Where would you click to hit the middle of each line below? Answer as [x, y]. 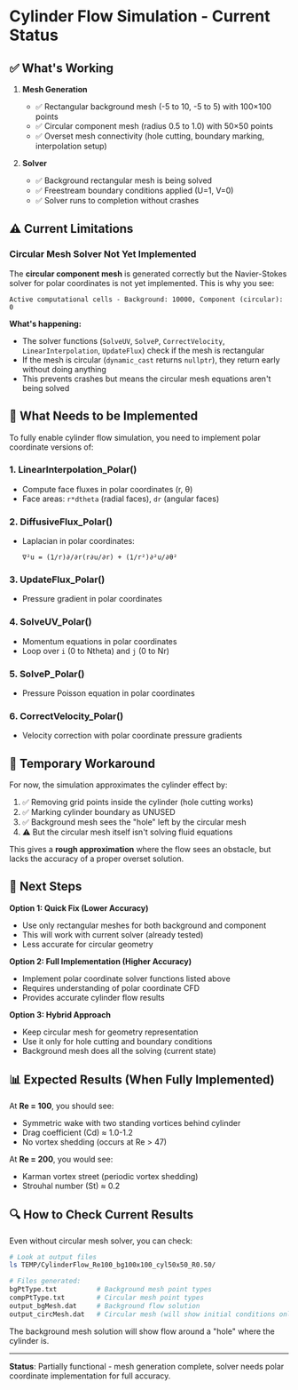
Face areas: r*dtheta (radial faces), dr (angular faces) [121, 499]
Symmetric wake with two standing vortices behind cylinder [131, 1122]
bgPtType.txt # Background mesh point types [111, 1290]
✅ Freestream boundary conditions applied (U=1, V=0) [134, 190]
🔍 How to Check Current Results [102, 1215]
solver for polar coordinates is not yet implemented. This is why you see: [142, 283]
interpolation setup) [71, 146]
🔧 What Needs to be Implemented [104, 416]
